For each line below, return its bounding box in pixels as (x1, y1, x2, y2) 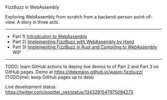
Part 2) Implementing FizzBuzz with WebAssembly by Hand (12, 39, 134, 44)
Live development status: (5, 84, 57, 90)
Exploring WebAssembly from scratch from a (5, 14, 97, 19)
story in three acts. (21, 19, 60, 25)
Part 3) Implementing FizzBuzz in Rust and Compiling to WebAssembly (12, 44, 158, 50)
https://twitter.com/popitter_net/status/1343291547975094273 (5, 89, 133, 95)
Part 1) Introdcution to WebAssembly (12, 33, 87, 39)
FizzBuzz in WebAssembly (5, 4, 60, 10)
